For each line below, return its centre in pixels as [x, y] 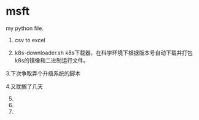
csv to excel [30, 40]
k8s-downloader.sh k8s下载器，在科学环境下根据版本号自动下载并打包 [103, 53]
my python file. [25, 28]
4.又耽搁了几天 [25, 86]
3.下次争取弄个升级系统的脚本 [43, 73]
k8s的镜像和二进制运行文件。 [52, 60]
